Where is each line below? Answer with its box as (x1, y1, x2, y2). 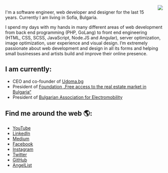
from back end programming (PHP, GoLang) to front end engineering (5, 29, 147, 35)
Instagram (12, 146, 33, 152)
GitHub (12, 157, 27, 163)
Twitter (12, 152, 27, 158)
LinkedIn (12, 130, 30, 136)
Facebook (12, 141, 33, 147)
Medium (12, 136, 30, 142)
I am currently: (5, 65, 52, 74)
